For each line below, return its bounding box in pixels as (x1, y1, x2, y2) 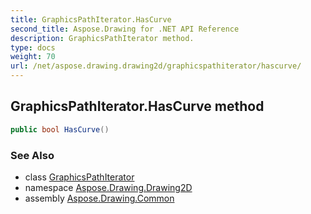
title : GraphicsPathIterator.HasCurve (10, 14, 172, 25)
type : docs (10, 42, 56, 53)
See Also (10, 148, 55, 162)
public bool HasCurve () (10, 124, 110, 135)
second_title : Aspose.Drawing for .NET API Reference (10, 24, 240, 34)
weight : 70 (10, 52, 56, 62)
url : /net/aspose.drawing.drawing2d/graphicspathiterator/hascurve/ (10, 61, 302, 71)
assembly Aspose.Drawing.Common (24, 192, 175, 204)
